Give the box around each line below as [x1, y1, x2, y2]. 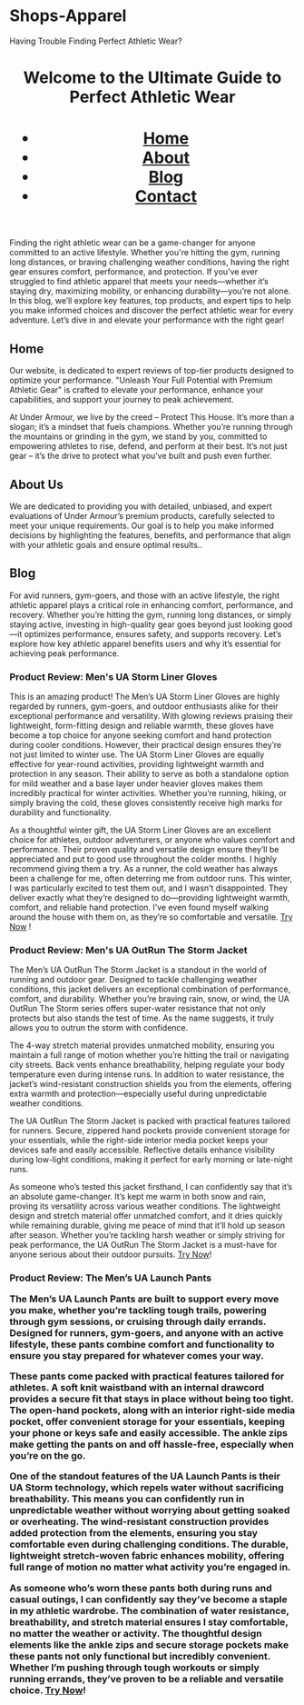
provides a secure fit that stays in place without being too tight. [9, 1392, 294, 1405]
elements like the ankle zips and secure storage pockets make [9, 1638, 289, 1650]
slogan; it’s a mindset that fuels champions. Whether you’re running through [9, 422, 293, 433]
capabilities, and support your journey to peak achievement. [9, 394, 234, 405]
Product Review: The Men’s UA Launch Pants [9, 1271, 212, 1284]
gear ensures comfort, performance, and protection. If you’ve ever [9, 266, 259, 277]
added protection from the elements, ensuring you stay [9, 1527, 259, 1540]
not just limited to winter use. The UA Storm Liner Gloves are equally [9, 749, 265, 760]
